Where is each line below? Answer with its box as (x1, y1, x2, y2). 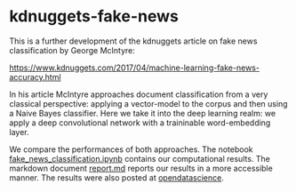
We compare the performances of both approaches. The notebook (9, 144, 253, 155)
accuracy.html (9, 71, 61, 82)
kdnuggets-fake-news (9, 6, 180, 27)
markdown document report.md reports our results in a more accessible (9, 163, 273, 173)
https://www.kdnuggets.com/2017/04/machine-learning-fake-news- (9, 62, 260, 73)
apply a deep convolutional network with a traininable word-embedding (9, 117, 271, 128)
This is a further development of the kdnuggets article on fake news (9, 36, 258, 46)
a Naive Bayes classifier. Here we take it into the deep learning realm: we (9, 108, 276, 118)
